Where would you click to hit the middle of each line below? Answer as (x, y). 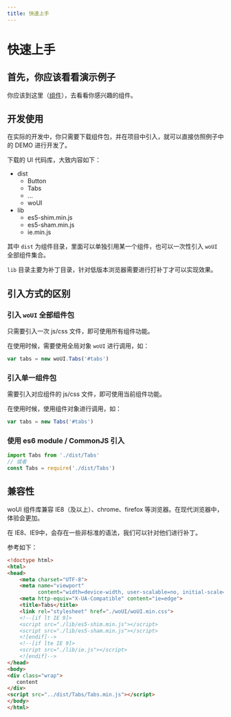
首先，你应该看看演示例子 (61, 77)
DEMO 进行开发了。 (43, 145)
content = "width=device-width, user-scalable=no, (109, 592)
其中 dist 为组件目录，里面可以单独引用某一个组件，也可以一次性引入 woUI (112, 247)
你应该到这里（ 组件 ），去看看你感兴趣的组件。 (72, 95)
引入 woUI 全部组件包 (41, 315)
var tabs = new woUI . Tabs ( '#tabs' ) (58, 359)
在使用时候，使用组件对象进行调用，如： (64, 409)
